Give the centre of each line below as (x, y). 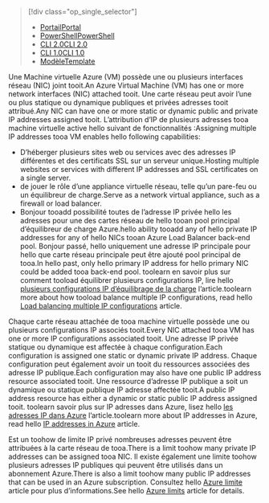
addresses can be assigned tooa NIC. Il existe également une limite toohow (132, 456)
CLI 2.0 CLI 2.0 (64, 44)
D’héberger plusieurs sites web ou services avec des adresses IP (128, 152)
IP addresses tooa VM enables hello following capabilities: (104, 137)
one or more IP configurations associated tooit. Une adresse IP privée (123, 338)
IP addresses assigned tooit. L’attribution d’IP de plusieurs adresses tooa (128, 119)
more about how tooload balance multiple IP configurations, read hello (136, 297)
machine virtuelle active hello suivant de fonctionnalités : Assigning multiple (132, 128)
